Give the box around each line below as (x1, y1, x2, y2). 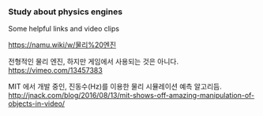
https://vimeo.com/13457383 (8, 66, 103, 75)
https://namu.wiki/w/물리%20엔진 (8, 40, 117, 49)
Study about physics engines (8, 6, 123, 17)
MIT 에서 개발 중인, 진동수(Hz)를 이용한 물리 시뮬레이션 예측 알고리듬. (8, 82, 223, 92)
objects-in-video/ (8, 99, 66, 108)
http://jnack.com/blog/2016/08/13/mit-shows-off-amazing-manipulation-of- (8, 91, 255, 100)
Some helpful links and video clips (8, 24, 120, 34)
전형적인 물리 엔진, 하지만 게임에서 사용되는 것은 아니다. (8, 57, 179, 67)
